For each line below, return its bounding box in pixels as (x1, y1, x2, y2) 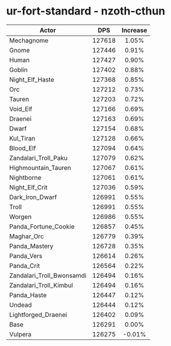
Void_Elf (9, 104, 33, 113)
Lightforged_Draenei (9, 310, 67, 319)
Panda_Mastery (9, 242, 54, 250)
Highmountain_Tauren (9, 163, 71, 172)
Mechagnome (9, 36, 49, 45)
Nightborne (9, 173, 42, 181)
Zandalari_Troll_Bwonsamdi (9, 271, 87, 280)
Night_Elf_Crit (9, 183, 48, 191)
